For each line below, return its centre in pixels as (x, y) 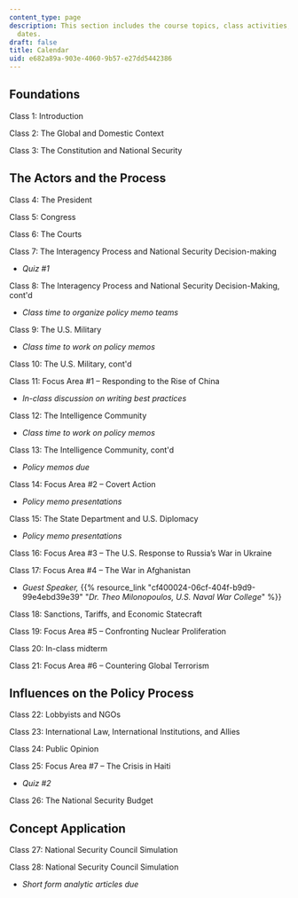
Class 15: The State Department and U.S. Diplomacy (104, 518)
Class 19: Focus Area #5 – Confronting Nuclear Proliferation (118, 631)
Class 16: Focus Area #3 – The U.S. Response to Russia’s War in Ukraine (141, 553)
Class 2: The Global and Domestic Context (86, 133)
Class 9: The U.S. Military (55, 329)
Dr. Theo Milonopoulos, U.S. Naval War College (175, 596)
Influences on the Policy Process (102, 693)
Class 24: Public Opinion (54, 749)
